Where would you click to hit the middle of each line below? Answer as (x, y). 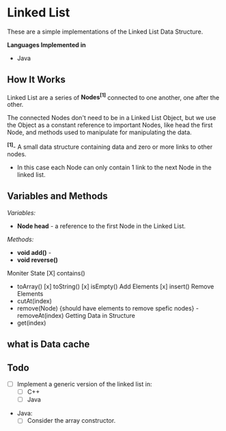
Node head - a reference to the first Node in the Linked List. (101, 226)
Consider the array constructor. (71, 421)
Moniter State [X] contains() (46, 273)
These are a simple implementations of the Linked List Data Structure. (105, 32)
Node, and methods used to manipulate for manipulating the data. (100, 132)
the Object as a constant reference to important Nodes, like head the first (110, 125)
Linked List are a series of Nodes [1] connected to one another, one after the (113, 97)
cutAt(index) (34, 301)
